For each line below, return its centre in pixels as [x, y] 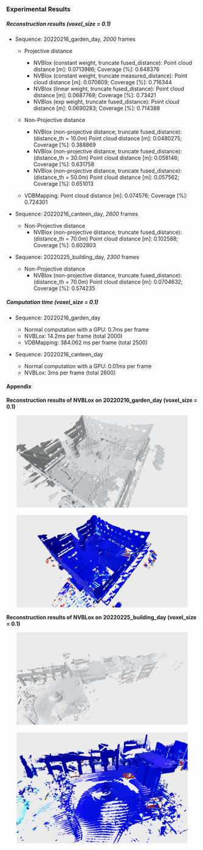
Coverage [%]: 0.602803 [64, 245]
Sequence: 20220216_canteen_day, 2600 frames [77, 214]
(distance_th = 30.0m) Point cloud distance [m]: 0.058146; [106, 158]
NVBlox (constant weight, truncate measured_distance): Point [110, 76]
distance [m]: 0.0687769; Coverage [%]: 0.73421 [95, 95]
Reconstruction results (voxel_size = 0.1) [59, 24]
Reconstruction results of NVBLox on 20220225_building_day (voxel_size [101, 617]
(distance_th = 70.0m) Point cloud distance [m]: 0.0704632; [108, 282]
